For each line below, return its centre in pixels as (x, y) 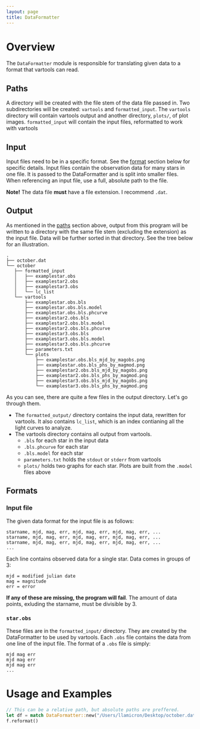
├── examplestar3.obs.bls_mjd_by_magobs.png (91, 381)
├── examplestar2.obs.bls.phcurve (68, 328)
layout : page (22, 12)
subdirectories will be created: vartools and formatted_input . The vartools (99, 109)
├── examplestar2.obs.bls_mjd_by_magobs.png (91, 370)
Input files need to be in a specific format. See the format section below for (98, 161)
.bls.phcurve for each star (56, 446)
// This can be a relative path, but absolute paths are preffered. (93, 710)
